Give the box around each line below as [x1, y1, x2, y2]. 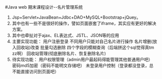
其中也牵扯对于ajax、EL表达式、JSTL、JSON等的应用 [12, 33, 119, 38]
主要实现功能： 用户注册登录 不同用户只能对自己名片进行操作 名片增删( [12, 39, 153, 44]
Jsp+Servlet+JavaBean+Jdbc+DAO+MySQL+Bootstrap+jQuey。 [12, 14, 141, 20]
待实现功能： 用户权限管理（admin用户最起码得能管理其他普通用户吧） [12, 57, 153, 62]
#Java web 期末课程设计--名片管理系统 [5, 4, 83, 10]
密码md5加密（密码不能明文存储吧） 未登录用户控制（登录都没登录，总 [12, 63, 154, 68]
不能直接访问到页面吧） [12, 69, 59, 74]
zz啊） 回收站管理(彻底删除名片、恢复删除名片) [12, 51, 106, 56]
